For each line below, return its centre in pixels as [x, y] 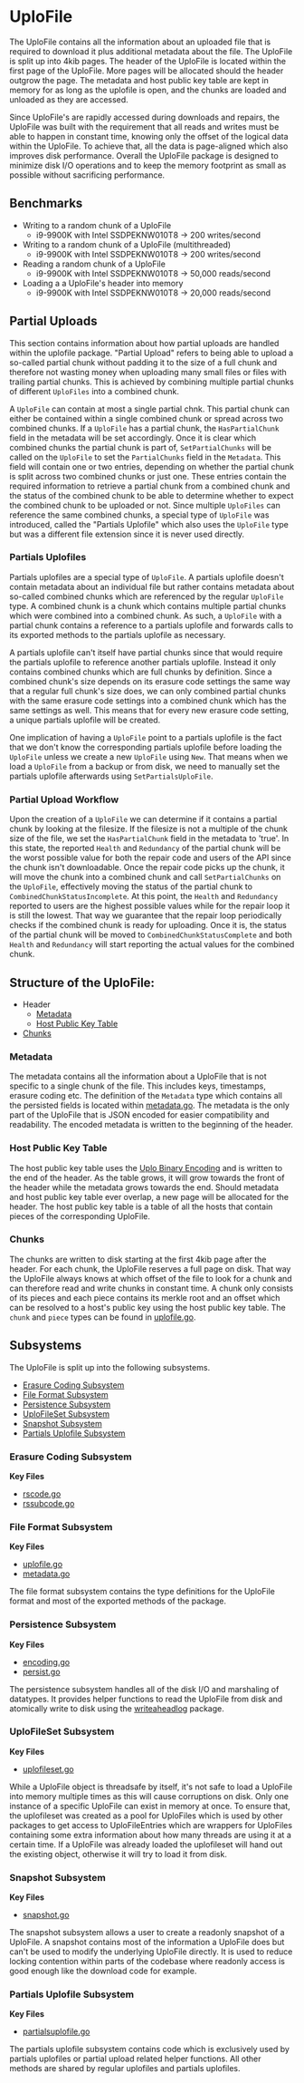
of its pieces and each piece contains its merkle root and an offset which [145, 1297]
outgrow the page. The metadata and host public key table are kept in [139, 80]
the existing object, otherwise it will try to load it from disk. [119, 1854]
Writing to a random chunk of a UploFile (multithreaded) [127, 244]
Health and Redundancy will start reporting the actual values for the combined [152, 945]
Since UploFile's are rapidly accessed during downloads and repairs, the [145, 117]
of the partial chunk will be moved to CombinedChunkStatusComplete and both [151, 935]
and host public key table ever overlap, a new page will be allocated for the [149, 1197]
